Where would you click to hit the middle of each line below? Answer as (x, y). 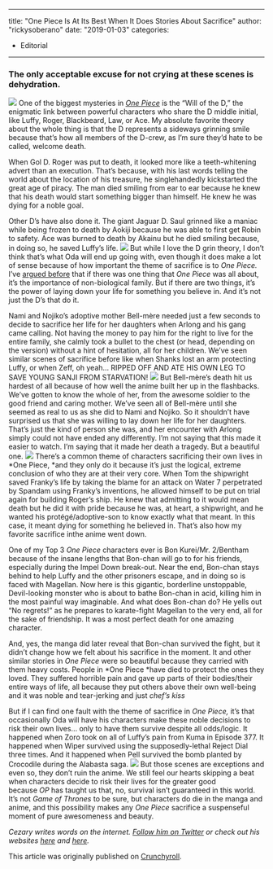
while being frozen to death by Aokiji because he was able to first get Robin (135, 230)
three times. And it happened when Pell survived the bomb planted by (125, 755)
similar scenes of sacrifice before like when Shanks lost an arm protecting (132, 359)
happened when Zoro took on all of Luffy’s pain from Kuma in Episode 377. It (136, 737)
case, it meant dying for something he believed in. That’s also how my (125, 525)
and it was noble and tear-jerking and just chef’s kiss (97, 696)
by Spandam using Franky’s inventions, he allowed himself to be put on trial (134, 491)
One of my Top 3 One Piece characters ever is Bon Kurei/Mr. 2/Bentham (129, 550)
